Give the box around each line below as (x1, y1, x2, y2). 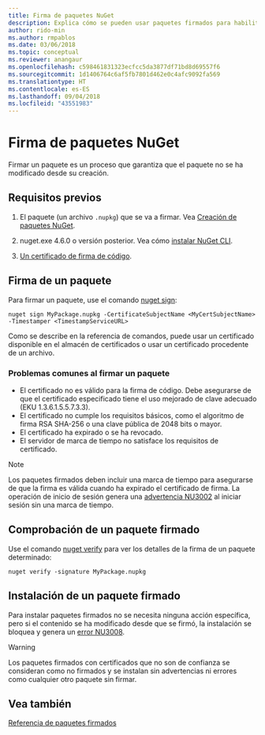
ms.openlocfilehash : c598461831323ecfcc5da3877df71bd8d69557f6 (8, 63, 221, 71)
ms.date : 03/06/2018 (8, 41, 77, 49)
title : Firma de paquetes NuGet (8, 11, 114, 20)
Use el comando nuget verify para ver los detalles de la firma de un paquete (8, 544, 256, 553)
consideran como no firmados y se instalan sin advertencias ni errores (8, 665, 237, 676)
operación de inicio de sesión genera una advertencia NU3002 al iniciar (8, 492, 242, 501)
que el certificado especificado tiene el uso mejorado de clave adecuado (19, 394, 257, 403)
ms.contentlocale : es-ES (8, 85, 90, 93)
